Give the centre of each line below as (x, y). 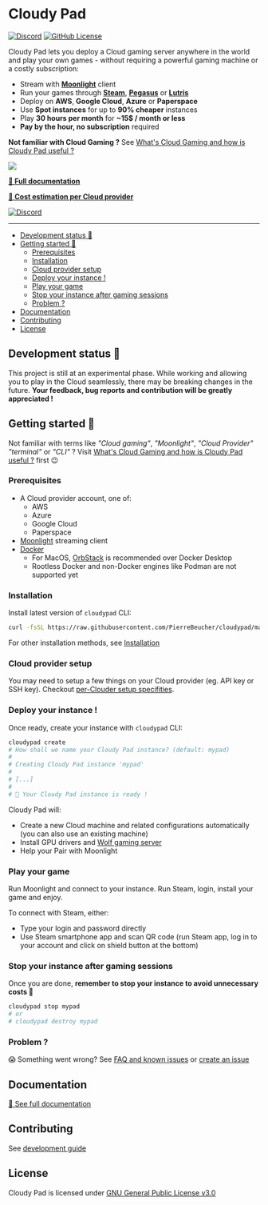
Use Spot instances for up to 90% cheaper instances (108, 110)
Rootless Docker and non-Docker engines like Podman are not (134, 566)
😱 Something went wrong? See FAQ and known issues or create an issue (129, 1059)
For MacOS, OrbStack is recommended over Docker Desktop (132, 558)
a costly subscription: (44, 68)
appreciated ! (31, 398)
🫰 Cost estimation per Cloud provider (71, 196)
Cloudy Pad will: (35, 810)
